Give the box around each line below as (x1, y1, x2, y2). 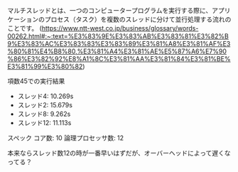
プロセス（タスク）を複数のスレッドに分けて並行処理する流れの (44, 15, 232, 23)
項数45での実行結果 (7, 77, 65, 85)
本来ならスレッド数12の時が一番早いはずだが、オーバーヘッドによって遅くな (7, 149, 231, 157)
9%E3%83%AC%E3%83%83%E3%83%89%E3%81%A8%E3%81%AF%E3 (7, 40, 231, 48)
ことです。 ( (7, 24, 43, 32)
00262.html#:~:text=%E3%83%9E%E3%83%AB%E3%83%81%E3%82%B (7, 32, 229, 41)
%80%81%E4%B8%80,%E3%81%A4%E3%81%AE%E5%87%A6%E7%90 (7, 47, 227, 55)
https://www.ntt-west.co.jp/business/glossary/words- (41, 24, 199, 32)
